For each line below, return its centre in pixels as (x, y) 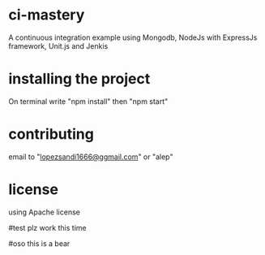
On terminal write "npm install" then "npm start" (88, 101)
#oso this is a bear (39, 243)
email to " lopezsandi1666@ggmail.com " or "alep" (91, 157)
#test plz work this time (47, 227)
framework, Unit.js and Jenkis (58, 45)
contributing (51, 134)
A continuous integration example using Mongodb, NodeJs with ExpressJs (133, 37)
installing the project (79, 79)
